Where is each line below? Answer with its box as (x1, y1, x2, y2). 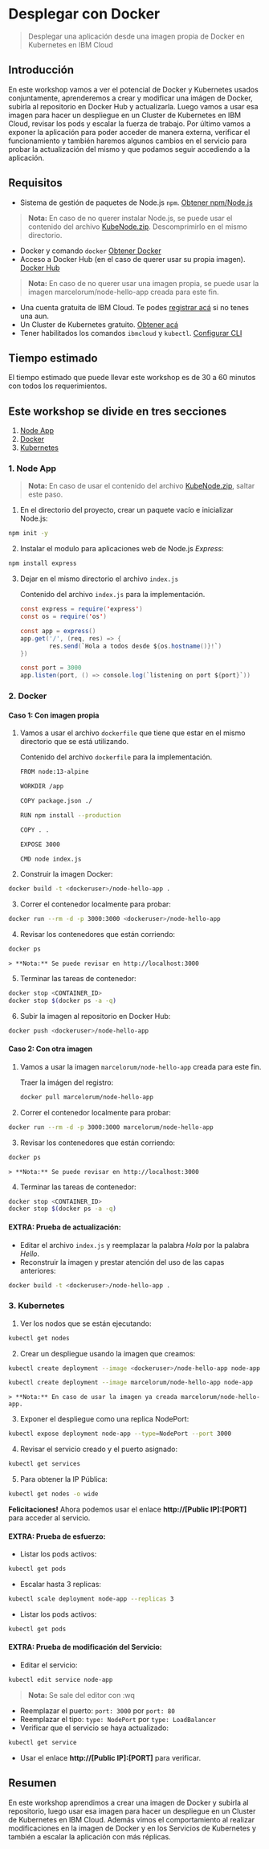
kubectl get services (8, 1460, 81, 1468)
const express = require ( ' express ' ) (19, 605, 143, 613)
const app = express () (19, 627, 96, 635)
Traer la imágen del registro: (19, 1078, 114, 1087)
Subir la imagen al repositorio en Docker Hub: (19, 1011, 171, 1021)
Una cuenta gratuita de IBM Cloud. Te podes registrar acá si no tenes (19, 302, 249, 312)
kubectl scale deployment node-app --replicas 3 (8, 1595, 174, 1603)
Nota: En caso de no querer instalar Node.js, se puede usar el (27, 213, 233, 223)
